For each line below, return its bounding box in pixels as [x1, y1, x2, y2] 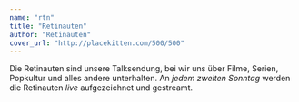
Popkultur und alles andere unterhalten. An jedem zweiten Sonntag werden [9, 73, 291, 84]
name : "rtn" [9, 13, 55, 23]
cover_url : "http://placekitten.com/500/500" [9, 38, 184, 48]
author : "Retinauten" [9, 30, 92, 39]
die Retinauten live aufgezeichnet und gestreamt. [9, 82, 194, 93]
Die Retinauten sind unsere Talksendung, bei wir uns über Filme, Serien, [9, 63, 279, 74]
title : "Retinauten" [9, 22, 88, 31]
